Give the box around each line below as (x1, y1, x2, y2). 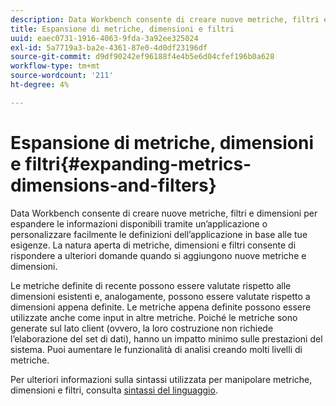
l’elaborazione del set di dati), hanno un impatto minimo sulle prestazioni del (10, 332, 323, 345)
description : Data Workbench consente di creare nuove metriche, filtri (10, 14, 320, 25)
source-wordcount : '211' (10, 71, 114, 81)
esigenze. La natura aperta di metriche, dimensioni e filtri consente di (10, 239, 297, 251)
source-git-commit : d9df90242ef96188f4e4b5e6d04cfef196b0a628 (10, 52, 275, 62)
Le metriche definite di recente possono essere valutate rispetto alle (10, 279, 292, 291)
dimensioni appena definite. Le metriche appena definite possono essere (10, 301, 312, 313)
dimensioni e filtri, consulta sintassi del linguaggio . (10, 384, 218, 396)
